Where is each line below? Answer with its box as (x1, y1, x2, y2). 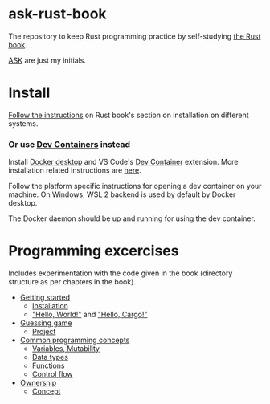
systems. (8, 118, 39, 129)
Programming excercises (8, 242, 179, 260)
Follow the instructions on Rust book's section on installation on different (8, 110, 249, 120)
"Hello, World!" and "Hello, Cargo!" (31, 310, 148, 320)
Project (31, 327, 56, 337)
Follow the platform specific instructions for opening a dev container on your (8, 182, 262, 191)
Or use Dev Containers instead (8, 138, 131, 149)
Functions (31, 361, 65, 370)
